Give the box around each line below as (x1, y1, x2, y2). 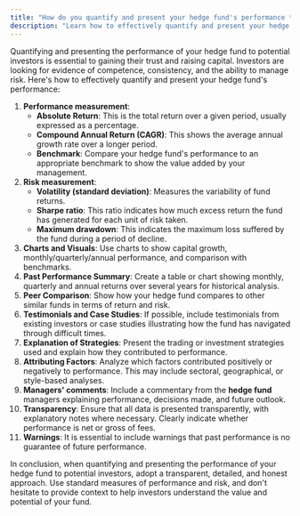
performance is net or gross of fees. (22, 422, 157, 432)
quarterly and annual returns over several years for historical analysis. (22, 280, 280, 291)
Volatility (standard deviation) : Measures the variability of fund (36, 186, 271, 197)
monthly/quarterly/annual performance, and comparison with (22, 252, 247, 262)
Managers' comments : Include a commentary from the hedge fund (22, 384, 272, 395)
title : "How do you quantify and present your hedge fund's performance (10, 12, 286, 22)
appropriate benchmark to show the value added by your (36, 157, 246, 168)
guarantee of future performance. (22, 441, 148, 452)
